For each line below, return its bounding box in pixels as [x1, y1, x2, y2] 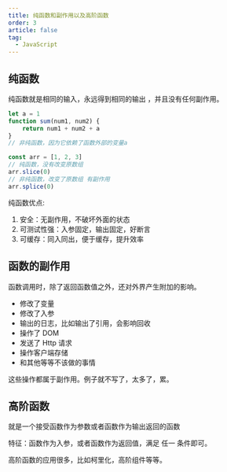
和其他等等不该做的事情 [19, 357, 96, 367]
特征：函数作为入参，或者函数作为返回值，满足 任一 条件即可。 [8, 438, 212, 448]
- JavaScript [15, 41, 58, 49]
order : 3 [8, 19, 37, 27]
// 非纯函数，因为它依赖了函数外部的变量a [8, 139, 128, 147]
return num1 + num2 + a [22, 124, 101, 132]
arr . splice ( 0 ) [8, 183, 55, 190]
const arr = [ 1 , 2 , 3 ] [8, 153, 82, 161]
